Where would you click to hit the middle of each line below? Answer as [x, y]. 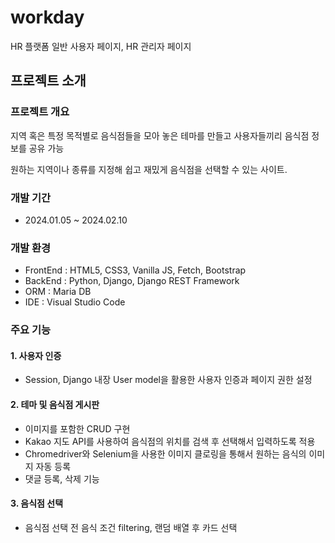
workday [47, 17]
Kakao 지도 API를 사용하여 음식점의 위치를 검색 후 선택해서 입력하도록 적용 [170, 441]
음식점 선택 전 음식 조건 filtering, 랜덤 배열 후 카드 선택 [131, 527]
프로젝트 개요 [40, 112]
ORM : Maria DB [58, 292]
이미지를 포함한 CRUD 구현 [77, 428]
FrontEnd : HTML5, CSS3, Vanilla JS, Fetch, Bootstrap [135, 270]
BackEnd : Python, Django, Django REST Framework [132, 281]
